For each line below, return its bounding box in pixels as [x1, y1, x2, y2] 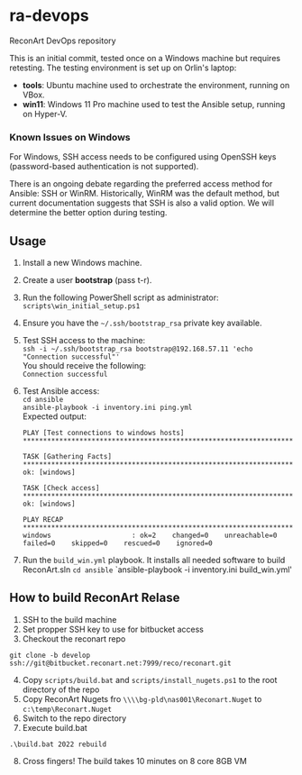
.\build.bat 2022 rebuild [9, 740, 106, 749]
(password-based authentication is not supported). [9, 161, 199, 172]
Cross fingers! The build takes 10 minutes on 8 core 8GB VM [22, 755, 248, 766]
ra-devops [9, 5, 89, 26]
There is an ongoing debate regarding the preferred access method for [9, 178, 273, 189]
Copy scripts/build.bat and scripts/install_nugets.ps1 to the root [22, 674, 278, 685]
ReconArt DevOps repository [9, 35, 116, 46]
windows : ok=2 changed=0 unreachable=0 [22, 531, 278, 541]
